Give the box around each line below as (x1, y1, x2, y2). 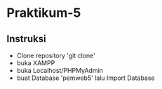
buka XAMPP (16, 59, 55, 67)
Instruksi (6, 33, 46, 45)
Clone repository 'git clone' (16, 51, 95, 60)
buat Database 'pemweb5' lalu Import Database (16, 74, 155, 82)
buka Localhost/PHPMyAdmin (16, 67, 103, 74)
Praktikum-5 (6, 5, 81, 21)
